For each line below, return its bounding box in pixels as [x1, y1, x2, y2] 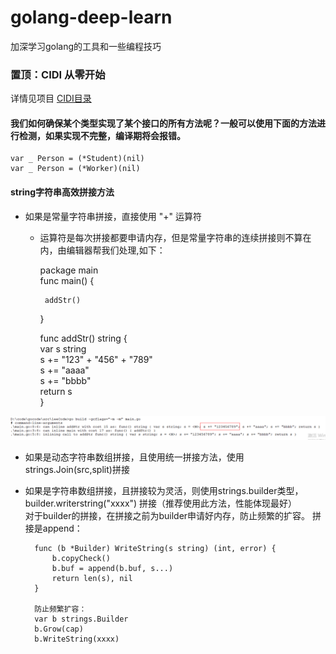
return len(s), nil [51, 574, 133, 584]
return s [39, 385, 73, 397]
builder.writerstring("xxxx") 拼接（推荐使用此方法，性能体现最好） [24, 497, 298, 510]
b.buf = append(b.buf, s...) [51, 564, 174, 574]
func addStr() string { [39, 332, 128, 344]
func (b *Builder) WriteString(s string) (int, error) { [34, 544, 277, 554]
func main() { [39, 274, 95, 286]
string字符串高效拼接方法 [10, 186, 115, 198]
